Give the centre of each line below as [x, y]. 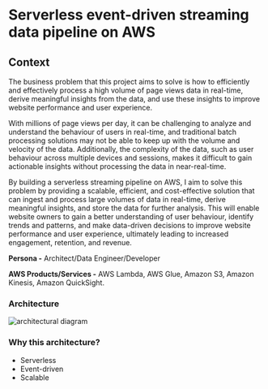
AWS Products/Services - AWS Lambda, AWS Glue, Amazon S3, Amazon [131, 274]
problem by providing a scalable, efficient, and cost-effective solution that [132, 191]
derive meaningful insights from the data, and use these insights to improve [134, 99]
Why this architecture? [54, 343]
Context [29, 62]
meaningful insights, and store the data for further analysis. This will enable [134, 208]
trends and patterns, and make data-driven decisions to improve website [130, 225]
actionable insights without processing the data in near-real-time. [117, 166]
